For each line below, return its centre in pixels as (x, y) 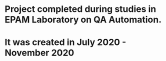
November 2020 (39, 53)
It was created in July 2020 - (65, 42)
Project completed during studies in (80, 9)
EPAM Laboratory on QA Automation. (83, 20)
